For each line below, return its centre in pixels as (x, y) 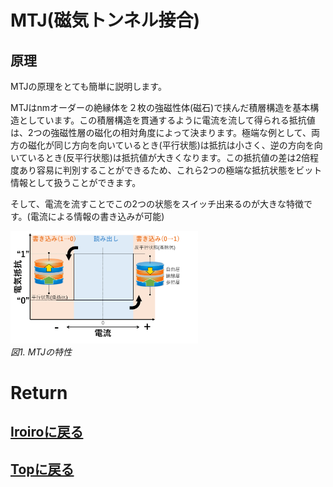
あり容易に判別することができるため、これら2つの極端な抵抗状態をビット (170, 170)
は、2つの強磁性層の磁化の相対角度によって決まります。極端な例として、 (161, 132)
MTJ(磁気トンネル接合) (105, 20)
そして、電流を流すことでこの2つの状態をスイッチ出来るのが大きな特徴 (157, 204)
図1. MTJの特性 (41, 352)
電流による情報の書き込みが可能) (97, 216)
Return (39, 392)
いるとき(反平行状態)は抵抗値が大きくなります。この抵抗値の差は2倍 (168, 157)
